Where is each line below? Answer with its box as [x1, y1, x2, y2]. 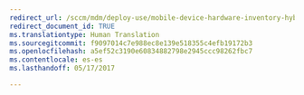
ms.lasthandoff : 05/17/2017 [9, 64, 116, 73]
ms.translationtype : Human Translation [9, 30, 160, 39]
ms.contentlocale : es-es [9, 55, 103, 64]
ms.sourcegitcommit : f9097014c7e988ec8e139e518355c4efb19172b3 [9, 38, 253, 48]
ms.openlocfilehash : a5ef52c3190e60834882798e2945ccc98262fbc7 [9, 47, 253, 56]
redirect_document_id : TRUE [9, 22, 116, 31]
